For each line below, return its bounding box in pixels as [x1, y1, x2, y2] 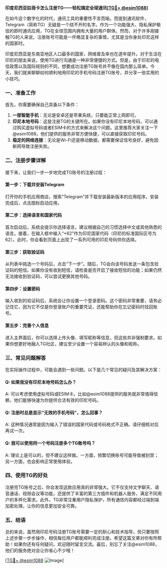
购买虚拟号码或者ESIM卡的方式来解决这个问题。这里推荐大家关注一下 [16, 124, 158, 131]
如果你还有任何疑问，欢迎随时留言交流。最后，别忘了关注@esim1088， [13, 541, 160, 547]
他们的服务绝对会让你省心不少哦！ [5, 548, 75, 554]
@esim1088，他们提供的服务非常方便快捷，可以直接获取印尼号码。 [12, 131, 150, 137]
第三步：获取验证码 [5, 249, 45, 255]
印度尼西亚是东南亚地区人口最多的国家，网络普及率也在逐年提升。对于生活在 [5, 51, 162, 57]
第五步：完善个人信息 [5, 323, 49, 328]
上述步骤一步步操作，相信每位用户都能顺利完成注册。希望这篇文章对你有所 [5, 535, 158, 541]
